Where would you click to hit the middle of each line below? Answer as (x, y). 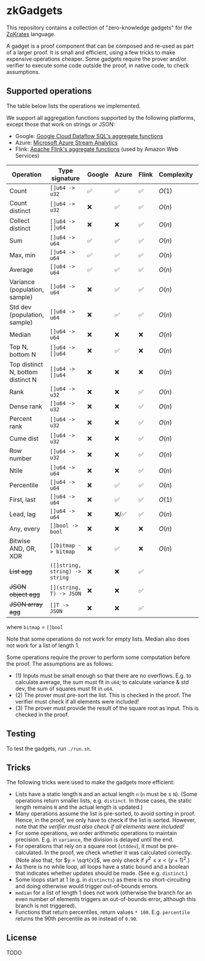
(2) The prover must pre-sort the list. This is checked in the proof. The (103, 695)
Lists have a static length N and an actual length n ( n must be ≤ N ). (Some (106, 794)
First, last (23, 499)
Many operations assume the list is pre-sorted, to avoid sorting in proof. (105, 814)
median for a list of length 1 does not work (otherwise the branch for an (103, 893)
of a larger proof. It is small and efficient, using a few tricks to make (91, 52)
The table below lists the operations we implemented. (74, 106)
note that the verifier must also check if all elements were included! (100, 827)
